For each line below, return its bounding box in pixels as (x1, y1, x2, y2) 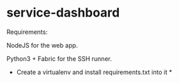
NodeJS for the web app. (6, 41, 78, 49)
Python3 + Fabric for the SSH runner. (6, 54, 112, 63)
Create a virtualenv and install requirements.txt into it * (16, 68, 172, 76)
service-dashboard (6, 5, 120, 21)
